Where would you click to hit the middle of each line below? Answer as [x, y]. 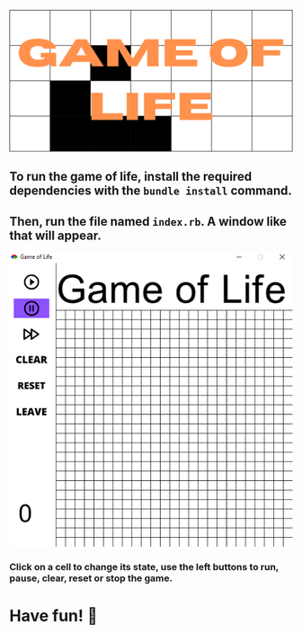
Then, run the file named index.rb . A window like [148, 221]
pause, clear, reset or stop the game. [91, 578]
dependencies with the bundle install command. [151, 191]
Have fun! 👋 [53, 616]
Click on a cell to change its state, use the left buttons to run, [144, 567]
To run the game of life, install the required [131, 177]
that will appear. [55, 235]
